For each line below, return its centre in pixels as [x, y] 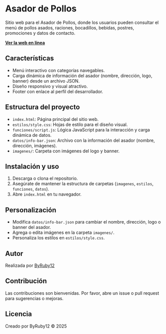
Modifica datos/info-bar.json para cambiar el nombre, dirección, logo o [86, 222]
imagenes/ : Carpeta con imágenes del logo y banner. [66, 151]
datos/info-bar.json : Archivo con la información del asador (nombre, [83, 140]
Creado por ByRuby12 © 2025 [36, 326]
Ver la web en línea [25, 42]
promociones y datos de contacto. [40, 33]
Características [30, 58]
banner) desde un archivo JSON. [46, 81]
